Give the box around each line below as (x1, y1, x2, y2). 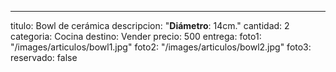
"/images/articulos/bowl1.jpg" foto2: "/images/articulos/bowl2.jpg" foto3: (10, 41, 312, 53)
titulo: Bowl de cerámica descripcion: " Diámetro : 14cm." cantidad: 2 (10, 20, 290, 31)
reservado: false (10, 52, 78, 63)
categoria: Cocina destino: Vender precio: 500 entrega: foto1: (10, 31, 262, 42)
